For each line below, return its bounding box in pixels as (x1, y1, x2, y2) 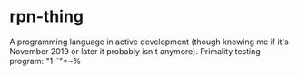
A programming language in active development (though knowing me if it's (9, 36, 289, 47)
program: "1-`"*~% (9, 55, 82, 66)
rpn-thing (9, 6, 84, 27)
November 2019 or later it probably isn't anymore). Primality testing (9, 45, 261, 56)
